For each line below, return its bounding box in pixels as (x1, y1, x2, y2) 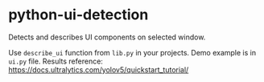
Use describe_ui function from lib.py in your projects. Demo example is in (8, 47, 256, 57)
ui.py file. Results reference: (8, 56, 103, 66)
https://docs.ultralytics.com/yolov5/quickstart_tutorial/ (8, 64, 189, 74)
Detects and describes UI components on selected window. (8, 32, 206, 42)
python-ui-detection (8, 6, 149, 24)
